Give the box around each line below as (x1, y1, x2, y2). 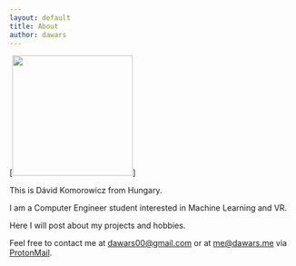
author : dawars (9, 30, 67, 39)
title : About (9, 22, 59, 31)
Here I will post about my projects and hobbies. (9, 220, 186, 232)
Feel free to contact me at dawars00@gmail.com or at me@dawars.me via (9, 238, 288, 249)
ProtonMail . (9, 247, 53, 259)
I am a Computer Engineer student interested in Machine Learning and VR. (9, 202, 288, 213)
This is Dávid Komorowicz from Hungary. (9, 185, 163, 196)
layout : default (9, 13, 71, 23)
